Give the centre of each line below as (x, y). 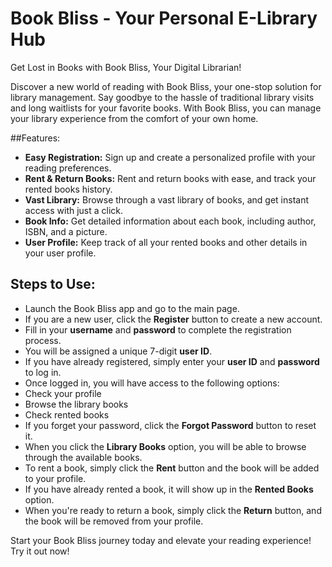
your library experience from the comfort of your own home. (134, 118)
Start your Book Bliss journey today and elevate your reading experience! (161, 540)
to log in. (43, 372)
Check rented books (67, 414)
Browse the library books (76, 404)
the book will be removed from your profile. (114, 521)
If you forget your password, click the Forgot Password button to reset (170, 425)
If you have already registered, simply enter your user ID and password (172, 361)
